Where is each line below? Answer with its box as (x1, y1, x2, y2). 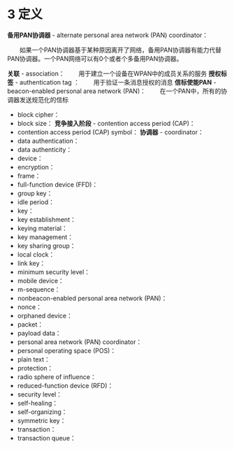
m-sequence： (17, 285, 61, 294)
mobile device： (17, 276, 64, 285)
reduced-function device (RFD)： (17, 381, 114, 390)
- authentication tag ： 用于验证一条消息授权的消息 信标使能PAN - (15, 78, 217, 86)
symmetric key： (17, 416, 66, 425)
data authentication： (17, 136, 80, 145)
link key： (17, 259, 46, 267)
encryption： (17, 162, 55, 171)
